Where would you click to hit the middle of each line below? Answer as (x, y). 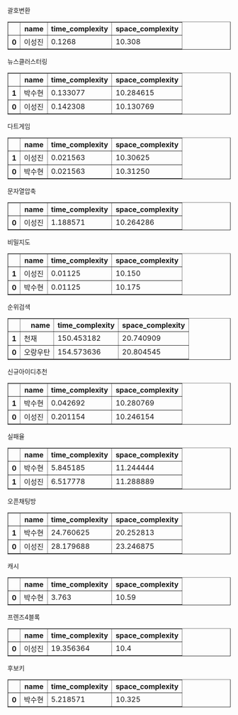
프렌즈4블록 (24, 617)
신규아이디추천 (28, 372)
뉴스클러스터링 (28, 61)
